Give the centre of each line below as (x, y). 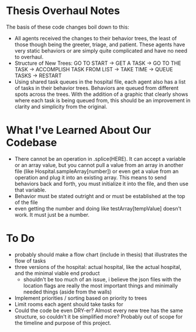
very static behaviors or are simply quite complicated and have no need (101, 50)
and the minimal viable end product (57, 273)
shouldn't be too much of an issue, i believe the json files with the (102, 279)
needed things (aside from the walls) (68, 292)
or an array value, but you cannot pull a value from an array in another (99, 165)
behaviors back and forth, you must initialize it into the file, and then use (102, 184)
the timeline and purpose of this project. (63, 323)
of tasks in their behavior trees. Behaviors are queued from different (97, 88)
